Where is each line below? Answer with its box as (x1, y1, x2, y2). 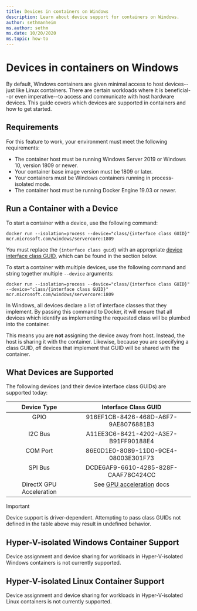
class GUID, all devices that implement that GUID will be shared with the (6, 344, 180, 351)
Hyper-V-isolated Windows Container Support (6, 537, 179, 547)
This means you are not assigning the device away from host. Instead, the (6, 332, 185, 339)
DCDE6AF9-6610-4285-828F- (85, 464, 178, 472)
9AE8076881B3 (108, 420, 155, 429)
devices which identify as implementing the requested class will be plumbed (6, 314, 191, 321)
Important (6, 503, 30, 510)
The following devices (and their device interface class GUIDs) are (6, 383, 167, 390)
